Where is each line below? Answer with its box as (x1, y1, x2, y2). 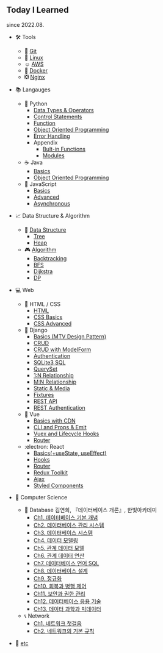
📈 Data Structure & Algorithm (15, 212, 90, 219)
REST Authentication (33, 404, 85, 411)
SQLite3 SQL (33, 359, 66, 366)
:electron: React (24, 443, 65, 450)
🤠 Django (24, 326, 48, 334)
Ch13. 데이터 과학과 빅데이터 (33, 605, 102, 612)
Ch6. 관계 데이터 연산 (33, 552, 85, 559)
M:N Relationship (33, 378, 77, 385)
